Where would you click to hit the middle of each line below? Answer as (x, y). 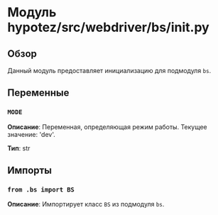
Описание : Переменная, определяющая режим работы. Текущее (107, 127)
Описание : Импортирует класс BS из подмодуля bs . (86, 204)
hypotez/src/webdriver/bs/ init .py (108, 27)
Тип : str (19, 148)
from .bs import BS (41, 190)
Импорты (29, 171)
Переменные (38, 93)
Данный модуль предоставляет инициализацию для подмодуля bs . (109, 71)
